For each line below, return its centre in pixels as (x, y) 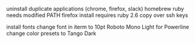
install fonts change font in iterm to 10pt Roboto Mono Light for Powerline (98, 27)
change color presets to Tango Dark (51, 33)
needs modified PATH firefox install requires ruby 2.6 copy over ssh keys (97, 15)
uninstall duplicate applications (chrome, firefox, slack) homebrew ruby (95, 9)
